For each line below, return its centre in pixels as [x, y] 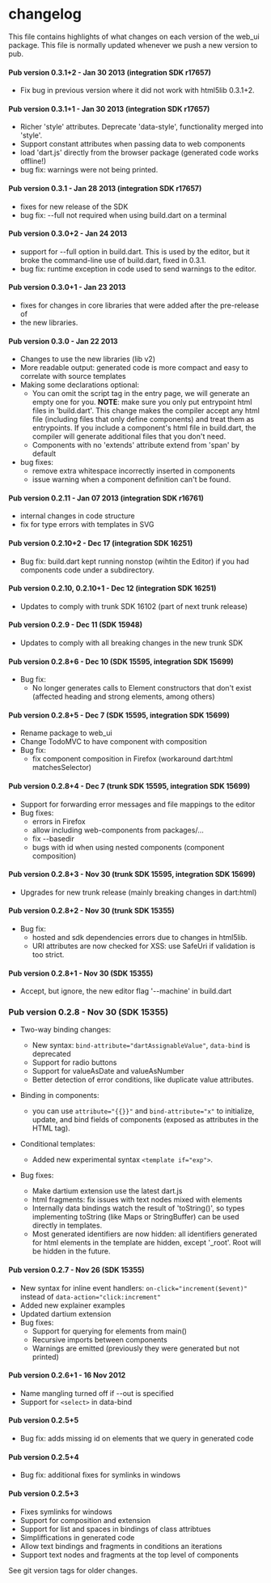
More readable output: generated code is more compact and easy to [134, 368]
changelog [45, 14]
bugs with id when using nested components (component [128, 847]
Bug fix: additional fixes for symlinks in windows [100, 1475]
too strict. [48, 954]
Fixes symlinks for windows [66, 1512]
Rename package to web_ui [66, 733]
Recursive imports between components [100, 1339]
